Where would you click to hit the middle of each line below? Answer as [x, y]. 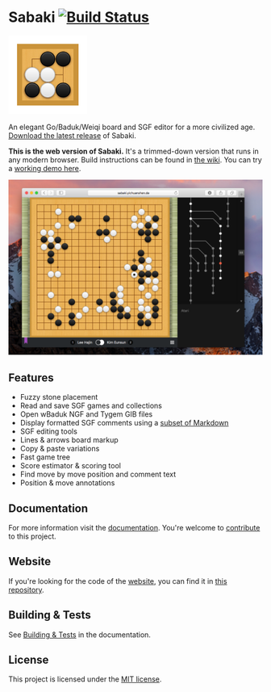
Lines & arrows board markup [69, 440]
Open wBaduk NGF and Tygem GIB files [86, 414]
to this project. [32, 536]
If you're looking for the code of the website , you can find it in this [118, 581]
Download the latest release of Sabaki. [73, 135]
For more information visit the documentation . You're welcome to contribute [134, 528]
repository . [26, 589]
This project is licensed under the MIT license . [85, 679]
